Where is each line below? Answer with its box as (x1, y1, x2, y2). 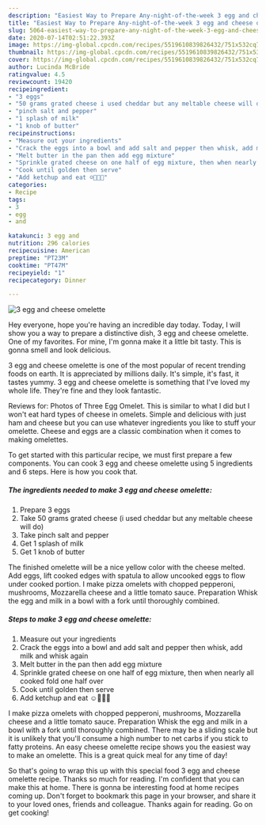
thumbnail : (8, 48, 44, 56)
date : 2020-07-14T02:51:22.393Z (8, 33, 115, 42)
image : (8, 41, 30, 49)
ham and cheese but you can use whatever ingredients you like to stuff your (8, 418, 256, 428)
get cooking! (8, 808, 50, 818)
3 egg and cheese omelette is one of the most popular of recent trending (8, 361, 246, 371)
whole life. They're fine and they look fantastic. (8, 386, 161, 396)
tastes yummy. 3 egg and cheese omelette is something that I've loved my (8, 378, 251, 387)
